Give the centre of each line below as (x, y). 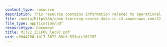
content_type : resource (30, 10)
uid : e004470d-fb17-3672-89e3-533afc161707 (51, 37)
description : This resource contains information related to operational (83, 14)
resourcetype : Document (30, 28)
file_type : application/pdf (34, 23)
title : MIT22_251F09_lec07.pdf (38, 32)
